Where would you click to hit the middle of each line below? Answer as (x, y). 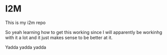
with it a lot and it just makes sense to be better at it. (59, 37)
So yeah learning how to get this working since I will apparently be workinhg (84, 32)
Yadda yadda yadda (26, 47)
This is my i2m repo (25, 22)
